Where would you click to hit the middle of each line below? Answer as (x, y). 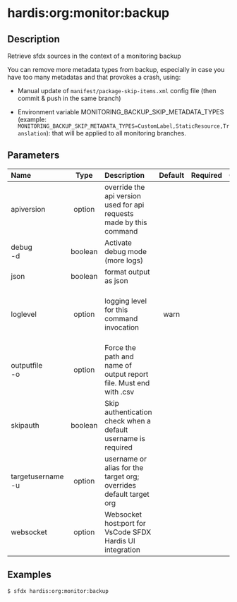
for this (116, 310)
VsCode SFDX (128, 532)
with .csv (120, 392)
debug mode (126, 251)
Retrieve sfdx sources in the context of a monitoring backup (94, 56)
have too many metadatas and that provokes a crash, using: (94, 77)
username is (125, 438)
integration (123, 550)
